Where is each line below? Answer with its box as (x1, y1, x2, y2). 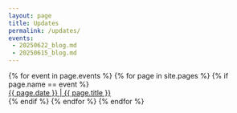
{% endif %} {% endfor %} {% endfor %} (8, 97, 145, 106)
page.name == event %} (8, 79, 90, 89)
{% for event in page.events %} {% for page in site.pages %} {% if (8, 71, 229, 80)
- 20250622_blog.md (11, 42, 78, 50)
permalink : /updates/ (8, 26, 81, 34)
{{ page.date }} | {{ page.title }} (8, 88, 111, 97)
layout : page (8, 11, 52, 20)
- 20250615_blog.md (11, 49, 78, 57)
